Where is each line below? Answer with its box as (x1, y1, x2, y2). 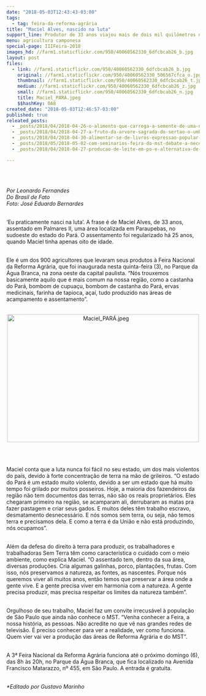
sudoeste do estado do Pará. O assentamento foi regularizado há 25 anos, (6, 231, 194, 238)
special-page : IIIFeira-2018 (6, 44, 81, 50)
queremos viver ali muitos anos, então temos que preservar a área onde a (6, 575, 193, 582)
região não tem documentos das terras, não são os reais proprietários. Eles (6, 491, 196, 499)
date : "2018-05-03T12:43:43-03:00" (6, 9, 97, 15)
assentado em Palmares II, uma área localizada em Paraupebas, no (6, 225, 176, 232)
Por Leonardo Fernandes (6, 187, 70, 194)
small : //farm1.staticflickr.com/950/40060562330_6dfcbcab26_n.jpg (17, 89, 193, 95)
